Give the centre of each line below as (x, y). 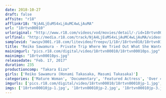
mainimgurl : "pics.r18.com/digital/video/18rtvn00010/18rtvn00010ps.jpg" (83, 51)
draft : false (19, 14)
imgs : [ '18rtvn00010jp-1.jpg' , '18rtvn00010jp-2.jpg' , (63, 88)
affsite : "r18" (21, 19)
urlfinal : (15, 38)
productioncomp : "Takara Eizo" (37, 70)
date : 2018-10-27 (23, 10)
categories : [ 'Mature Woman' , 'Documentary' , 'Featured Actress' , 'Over (82, 79)
